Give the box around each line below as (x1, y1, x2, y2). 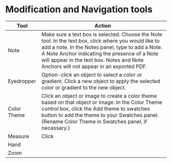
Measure (8, 132, 29, 139)
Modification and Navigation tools (5, 4, 153, 15)
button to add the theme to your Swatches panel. (41, 111, 159, 118)
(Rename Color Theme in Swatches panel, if (41, 118, 147, 125)
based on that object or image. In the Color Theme (41, 98, 163, 106)
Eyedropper (8, 77, 36, 85)
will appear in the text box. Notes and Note (41, 56, 144, 64)
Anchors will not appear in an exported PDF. (41, 63, 147, 70)
